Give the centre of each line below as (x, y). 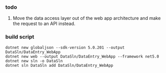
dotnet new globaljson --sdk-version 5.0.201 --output (65, 47)
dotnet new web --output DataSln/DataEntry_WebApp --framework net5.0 (82, 56)
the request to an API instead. (44, 23)
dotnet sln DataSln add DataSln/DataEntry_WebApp (59, 65)
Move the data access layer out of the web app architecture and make (87, 18)
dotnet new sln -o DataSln (34, 61)
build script (20, 37)
